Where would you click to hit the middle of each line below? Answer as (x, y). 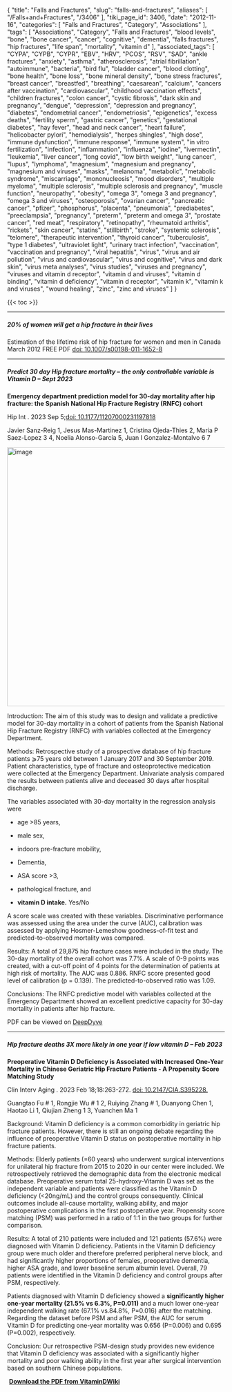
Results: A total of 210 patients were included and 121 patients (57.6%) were (115, 1238)
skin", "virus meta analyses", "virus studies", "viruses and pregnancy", (107, 267)
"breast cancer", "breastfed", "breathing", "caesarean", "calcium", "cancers (114, 83)
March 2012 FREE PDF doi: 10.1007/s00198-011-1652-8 (85, 349)
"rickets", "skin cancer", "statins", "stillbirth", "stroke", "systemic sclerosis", (114, 230)
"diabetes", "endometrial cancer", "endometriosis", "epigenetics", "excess (112, 113)
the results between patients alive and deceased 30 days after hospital (108, 780)
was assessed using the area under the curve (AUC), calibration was (105, 923)
